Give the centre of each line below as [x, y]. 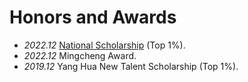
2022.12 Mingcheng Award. [80, 55]
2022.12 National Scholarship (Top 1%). [104, 45]
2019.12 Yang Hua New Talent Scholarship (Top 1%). [131, 66]
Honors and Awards [93, 17]
